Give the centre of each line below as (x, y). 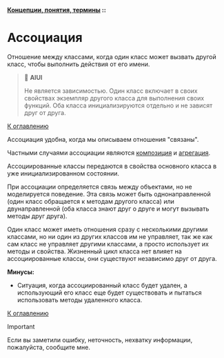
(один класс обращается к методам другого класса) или (91, 201)
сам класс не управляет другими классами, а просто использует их (108, 244)
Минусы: (21, 272)
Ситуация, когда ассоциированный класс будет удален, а (102, 285)
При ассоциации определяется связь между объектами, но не (100, 187)
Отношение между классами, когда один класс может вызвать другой (112, 56)
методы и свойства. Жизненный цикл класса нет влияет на (94, 251)
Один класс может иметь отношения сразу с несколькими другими (108, 229)
